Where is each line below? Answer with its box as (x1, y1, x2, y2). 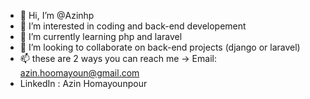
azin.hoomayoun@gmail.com (19, 67, 140, 79)
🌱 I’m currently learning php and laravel (19, 31, 183, 42)
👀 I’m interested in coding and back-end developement (19, 20, 247, 32)
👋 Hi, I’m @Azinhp (19, 10, 95, 21)
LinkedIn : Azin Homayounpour (19, 78, 148, 89)
